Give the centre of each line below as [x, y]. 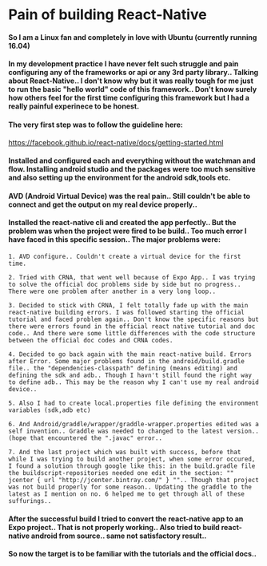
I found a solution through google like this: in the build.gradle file [132, 466]
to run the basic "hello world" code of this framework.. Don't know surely [133, 89]
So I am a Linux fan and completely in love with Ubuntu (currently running [133, 37]
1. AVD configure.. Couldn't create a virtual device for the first [125, 256]
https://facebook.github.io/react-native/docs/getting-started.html [116, 142]
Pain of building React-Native [108, 15]
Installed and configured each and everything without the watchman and [132, 160]
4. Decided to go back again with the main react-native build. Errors [130, 354]
